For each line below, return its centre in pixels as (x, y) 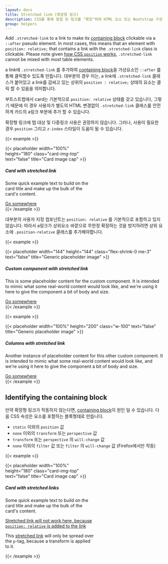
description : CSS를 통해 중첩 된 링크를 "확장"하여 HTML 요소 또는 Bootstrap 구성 (84, 19)
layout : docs (19, 10)
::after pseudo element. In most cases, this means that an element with (80, 44)
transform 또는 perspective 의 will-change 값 (58, 439)
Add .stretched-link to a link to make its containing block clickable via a (80, 38)
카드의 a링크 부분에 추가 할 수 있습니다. (52, 112)
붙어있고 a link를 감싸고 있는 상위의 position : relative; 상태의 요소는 (85, 82)
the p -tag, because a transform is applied (48, 541)
